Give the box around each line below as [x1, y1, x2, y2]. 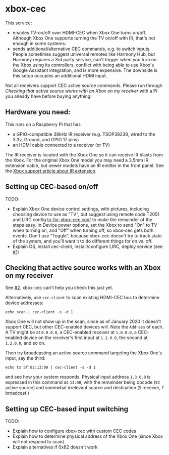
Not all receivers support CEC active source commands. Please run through [5, 82, 163, 89]
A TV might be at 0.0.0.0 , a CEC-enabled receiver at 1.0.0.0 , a [5, 329, 137, 336]
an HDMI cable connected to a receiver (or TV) [12, 142, 110, 148]
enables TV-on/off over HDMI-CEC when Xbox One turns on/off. [12, 29, 147, 35]
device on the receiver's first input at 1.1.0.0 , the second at [23, 335, 148, 341]
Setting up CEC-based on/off [5, 183, 98, 191]
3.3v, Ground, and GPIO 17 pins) [12, 136, 79, 142]
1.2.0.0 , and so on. [5, 340, 46, 346]
